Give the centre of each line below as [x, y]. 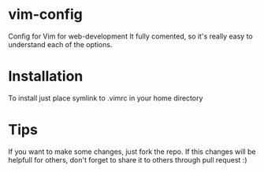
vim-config [45, 15]
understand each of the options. [60, 44]
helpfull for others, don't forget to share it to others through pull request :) [128, 159]
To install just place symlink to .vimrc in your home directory [106, 98]
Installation [46, 77]
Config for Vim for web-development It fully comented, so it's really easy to [131, 36]
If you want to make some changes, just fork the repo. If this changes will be [132, 152]
